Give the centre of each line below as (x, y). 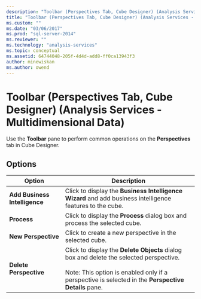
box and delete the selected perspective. (122, 258)
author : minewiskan (31, 62)
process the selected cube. (103, 223)
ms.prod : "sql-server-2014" (41, 34)
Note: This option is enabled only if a (116, 273)
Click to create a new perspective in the (121, 233)
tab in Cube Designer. (33, 145)
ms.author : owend (28, 67)
